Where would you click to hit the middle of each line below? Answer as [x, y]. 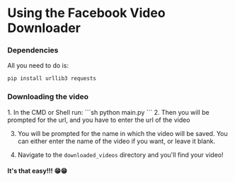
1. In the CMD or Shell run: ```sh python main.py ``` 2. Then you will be [109, 112]
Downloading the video [48, 97]
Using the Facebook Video [86, 13]
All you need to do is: [38, 66]
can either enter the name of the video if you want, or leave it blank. [116, 141]
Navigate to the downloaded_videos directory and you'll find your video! [120, 154]
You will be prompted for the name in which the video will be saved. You [122, 133]
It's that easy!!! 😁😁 [38, 171]
